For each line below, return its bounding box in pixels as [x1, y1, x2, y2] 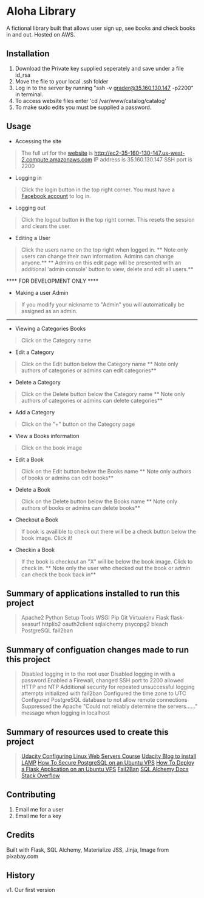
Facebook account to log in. [21, 192, 91, 199]
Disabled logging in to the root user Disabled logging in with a [21, 670, 175, 677]
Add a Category [15, 408, 55, 415]
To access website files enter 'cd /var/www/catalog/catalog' [15, 97, 167, 104]
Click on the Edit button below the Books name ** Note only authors [21, 467, 191, 475]
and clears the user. [21, 222, 71, 230]
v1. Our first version [6, 886, 55, 894]
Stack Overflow [21, 772, 61, 779]
